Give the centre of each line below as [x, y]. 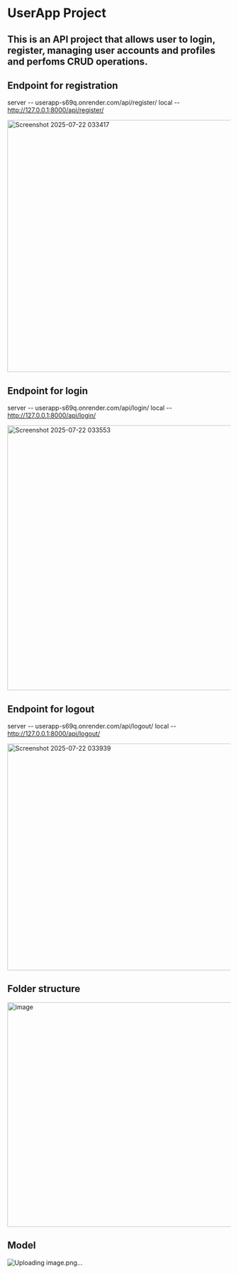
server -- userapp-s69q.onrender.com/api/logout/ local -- [92, 726]
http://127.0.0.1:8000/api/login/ [52, 415]
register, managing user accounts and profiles [112, 50]
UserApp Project [57, 13]
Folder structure [44, 989]
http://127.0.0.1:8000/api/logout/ [54, 734]
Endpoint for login [48, 391]
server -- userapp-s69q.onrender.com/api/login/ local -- [90, 408]
